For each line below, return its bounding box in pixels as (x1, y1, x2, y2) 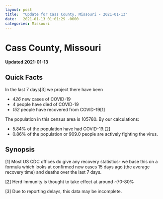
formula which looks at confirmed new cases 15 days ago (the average (5, 164, 150, 170)
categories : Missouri (5, 21, 50, 26)
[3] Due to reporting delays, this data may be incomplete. (5, 188, 122, 194)
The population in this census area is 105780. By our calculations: (5, 116, 139, 122)
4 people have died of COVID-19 (12, 101, 79, 107)
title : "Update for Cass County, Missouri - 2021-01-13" (5, 12, 128, 17)
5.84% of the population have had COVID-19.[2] (12, 126, 111, 132)
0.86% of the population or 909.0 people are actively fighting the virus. (12, 131, 158, 137)
